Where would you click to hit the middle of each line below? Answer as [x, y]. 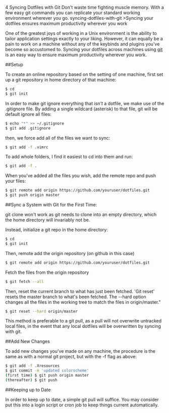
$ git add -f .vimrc [27, 147]
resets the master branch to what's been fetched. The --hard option [76, 297]
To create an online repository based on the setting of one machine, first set [84, 74]
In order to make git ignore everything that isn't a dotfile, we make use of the [85, 103]
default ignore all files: [28, 114]
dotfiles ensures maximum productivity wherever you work [66, 23]
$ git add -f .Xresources [32, 366]
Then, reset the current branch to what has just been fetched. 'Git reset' [80, 291]
